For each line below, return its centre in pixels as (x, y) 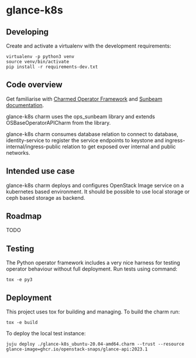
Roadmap (24, 216)
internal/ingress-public (34, 146)
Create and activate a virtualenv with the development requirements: (89, 46)
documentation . (25, 105)
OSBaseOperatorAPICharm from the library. (59, 122)
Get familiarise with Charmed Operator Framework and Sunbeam (84, 99)
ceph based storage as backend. (46, 197)
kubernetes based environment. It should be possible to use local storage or (98, 192)
